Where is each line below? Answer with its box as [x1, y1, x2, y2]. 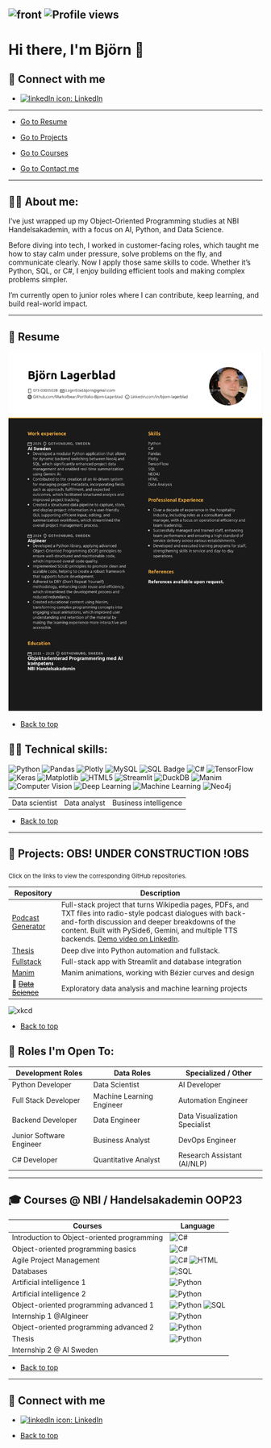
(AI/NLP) [177, 1159, 207, 1169]
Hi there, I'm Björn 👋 [8, 40, 144, 59]
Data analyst [64, 798, 106, 807]
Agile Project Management [11, 1255, 100, 1265]
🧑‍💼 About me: [8, 194, 79, 208]
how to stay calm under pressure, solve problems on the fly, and [8, 249, 222, 259]
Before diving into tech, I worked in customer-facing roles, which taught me [8, 240, 260, 250]
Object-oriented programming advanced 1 [11, 1300, 155, 1309]
